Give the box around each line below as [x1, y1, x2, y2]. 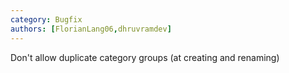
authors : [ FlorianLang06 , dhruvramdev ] [10, 24, 172, 34]
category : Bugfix [10, 14, 83, 25]
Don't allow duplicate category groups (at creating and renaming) [10, 51, 280, 63]
